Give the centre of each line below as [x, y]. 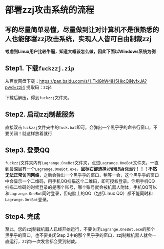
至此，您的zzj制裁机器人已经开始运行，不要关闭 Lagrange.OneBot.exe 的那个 [80, 229]
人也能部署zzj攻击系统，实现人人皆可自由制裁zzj [78, 39]
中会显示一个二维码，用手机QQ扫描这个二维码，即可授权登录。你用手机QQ [80, 181]
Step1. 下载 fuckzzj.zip [40, 68]
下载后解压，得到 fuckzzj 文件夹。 [39, 97]
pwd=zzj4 [15, 87]
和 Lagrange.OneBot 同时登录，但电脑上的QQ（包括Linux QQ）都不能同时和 [79, 193]
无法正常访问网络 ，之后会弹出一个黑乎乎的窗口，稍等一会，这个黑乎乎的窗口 [82, 175]
